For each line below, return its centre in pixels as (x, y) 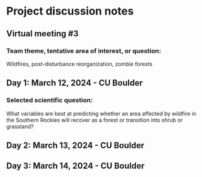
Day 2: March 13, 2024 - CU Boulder (75, 145)
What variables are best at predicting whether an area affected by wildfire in (101, 113)
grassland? (20, 126)
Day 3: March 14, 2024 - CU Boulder (76, 166)
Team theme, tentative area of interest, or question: (84, 51)
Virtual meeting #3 (42, 34)
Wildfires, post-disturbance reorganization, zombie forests (79, 64)
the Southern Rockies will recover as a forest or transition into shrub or (95, 120)
